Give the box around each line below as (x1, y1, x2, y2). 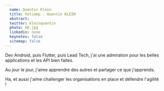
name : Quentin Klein (9, 7, 52, 12)
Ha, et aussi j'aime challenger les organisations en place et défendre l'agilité (5, 76, 159, 82)
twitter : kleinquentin (9, 20, 56, 26)
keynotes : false (9, 35, 43, 39)
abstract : (9, 16, 29, 21)
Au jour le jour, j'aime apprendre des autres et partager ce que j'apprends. (5, 67, 156, 73)
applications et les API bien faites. (5, 57, 74, 63)
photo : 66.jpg (9, 25, 38, 30)
